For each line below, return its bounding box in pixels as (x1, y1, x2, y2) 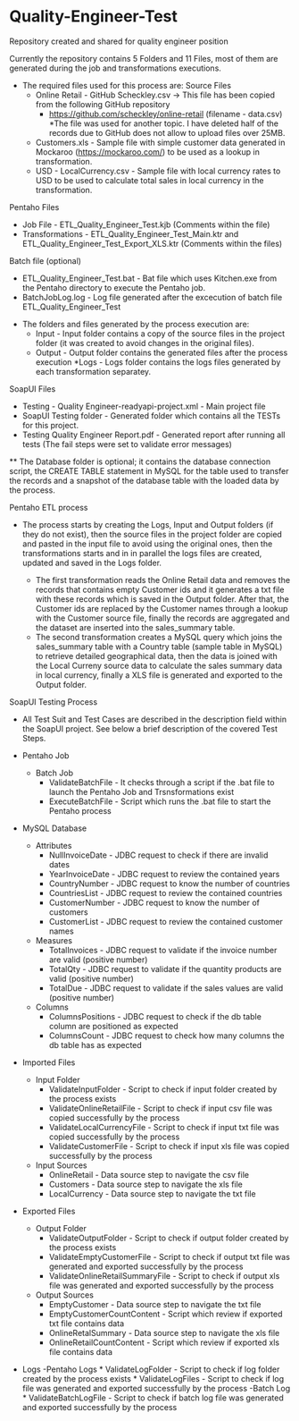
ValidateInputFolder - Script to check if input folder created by (48, 1084, 278, 1095)
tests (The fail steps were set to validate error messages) (21, 438, 232, 449)
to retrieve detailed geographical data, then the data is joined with (35, 650, 278, 661)
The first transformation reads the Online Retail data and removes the (35, 574, 291, 585)
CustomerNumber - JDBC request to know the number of (48, 897, 261, 908)
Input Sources (35, 1160, 87, 1171)
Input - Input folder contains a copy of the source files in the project (35, 328, 286, 339)
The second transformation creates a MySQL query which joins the (35, 631, 283, 642)
